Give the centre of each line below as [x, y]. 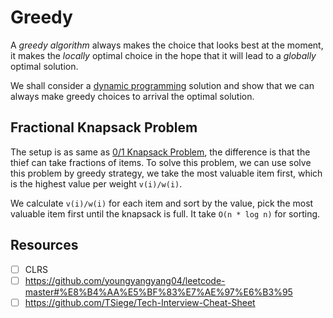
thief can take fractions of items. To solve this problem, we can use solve [161, 162]
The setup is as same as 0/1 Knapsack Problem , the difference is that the [160, 152]
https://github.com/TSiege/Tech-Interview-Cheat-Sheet [140, 302]
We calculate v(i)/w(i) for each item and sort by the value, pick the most [162, 203]
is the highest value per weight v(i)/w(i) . [96, 183]
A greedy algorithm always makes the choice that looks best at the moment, [167, 45]
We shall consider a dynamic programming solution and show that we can [162, 85]
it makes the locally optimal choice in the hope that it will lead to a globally [163, 55]
